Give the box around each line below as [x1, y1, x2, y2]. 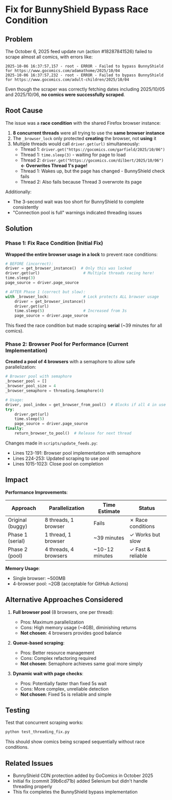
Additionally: [5, 188, 32, 195]
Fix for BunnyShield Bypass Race [5, 4, 148, 15]
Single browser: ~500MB [12, 575, 66, 581]
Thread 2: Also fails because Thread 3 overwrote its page [20, 179, 142, 185]
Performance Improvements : [5, 489, 68, 495]
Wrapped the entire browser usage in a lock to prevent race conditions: [5, 251, 158, 257]
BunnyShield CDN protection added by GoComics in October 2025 [12, 772, 154, 779]
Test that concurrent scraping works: [5, 720, 83, 726]
